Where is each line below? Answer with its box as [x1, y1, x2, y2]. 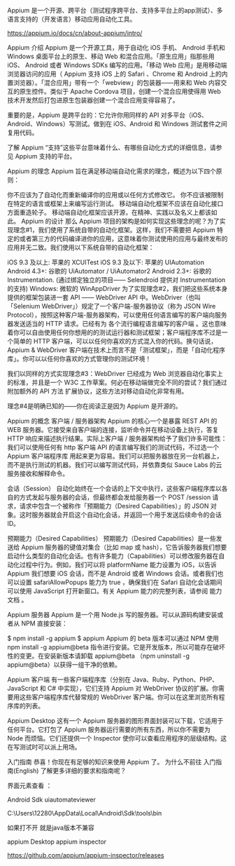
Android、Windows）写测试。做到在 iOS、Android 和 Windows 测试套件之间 [7, 120, 227, 128]
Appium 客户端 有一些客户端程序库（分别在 [7, 675, 131, 684]
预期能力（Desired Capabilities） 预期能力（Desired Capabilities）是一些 [7, 534, 217, 542]
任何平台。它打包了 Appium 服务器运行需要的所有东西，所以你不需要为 [7, 725, 211, 733]
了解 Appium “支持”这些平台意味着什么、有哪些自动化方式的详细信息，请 [7, 143, 216, 151]
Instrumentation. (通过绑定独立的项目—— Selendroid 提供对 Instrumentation [7, 276, 226, 284]
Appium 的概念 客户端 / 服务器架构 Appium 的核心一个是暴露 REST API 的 [7, 417, 218, 425]
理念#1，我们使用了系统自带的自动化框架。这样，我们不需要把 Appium [13, 226, 215, 234]
